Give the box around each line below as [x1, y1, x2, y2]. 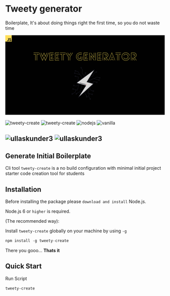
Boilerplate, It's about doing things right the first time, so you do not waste [5, 20, 160, 26]
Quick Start [5, 262, 42, 271]
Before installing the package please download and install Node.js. [5, 198, 147, 205]
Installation [5, 185, 41, 193]
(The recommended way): [5, 218, 60, 224]
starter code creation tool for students [5, 170, 85, 177]
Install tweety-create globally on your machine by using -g [5, 228, 127, 234]
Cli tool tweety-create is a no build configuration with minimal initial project [5, 165, 161, 171]
